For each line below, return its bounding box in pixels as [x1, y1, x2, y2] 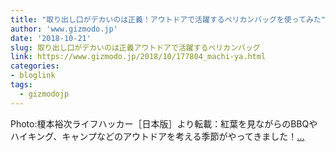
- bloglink [10, 71, 56, 81]
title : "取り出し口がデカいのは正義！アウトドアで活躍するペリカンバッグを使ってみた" [10, 14, 326, 25]
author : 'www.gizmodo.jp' [10, 24, 118, 34]
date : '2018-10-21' [10, 33, 92, 43]
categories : [10, 61, 60, 71]
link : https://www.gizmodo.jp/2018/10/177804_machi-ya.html [10, 52, 267, 62]
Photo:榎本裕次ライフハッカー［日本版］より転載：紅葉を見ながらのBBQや [10, 117, 318, 130]
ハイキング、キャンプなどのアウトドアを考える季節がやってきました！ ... [10, 130, 305, 142]
